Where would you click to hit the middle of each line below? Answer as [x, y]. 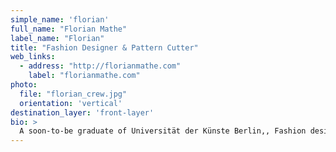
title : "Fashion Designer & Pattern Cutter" [104, 47]
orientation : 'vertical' [71, 103]
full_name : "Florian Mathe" [69, 29]
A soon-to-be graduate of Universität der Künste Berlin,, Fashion [163, 131]
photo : [24, 85]
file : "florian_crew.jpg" [73, 94]
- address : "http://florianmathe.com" [100, 66]
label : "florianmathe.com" [84, 76]
